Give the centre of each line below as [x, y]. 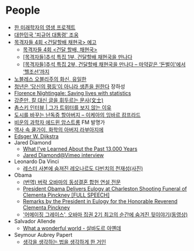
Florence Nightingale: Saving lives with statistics [73, 93]
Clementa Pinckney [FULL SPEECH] [66, 195]
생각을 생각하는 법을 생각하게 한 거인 [64, 242]
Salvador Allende [35, 221]
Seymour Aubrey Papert [43, 234]
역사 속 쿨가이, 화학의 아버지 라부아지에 [59, 129]
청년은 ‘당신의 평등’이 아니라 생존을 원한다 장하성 [70, 86]
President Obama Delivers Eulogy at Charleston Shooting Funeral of [105, 188]
